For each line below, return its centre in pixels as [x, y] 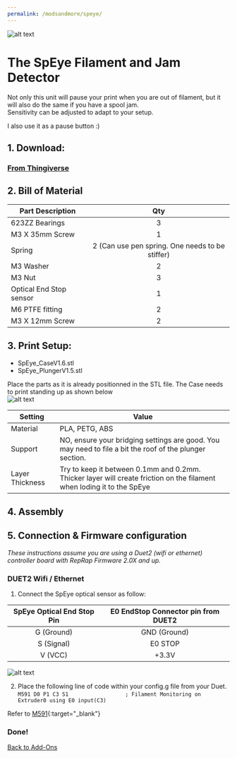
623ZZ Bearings [38, 223]
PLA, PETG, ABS [86, 428]
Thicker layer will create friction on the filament [138, 478]
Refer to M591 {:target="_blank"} [54, 713]
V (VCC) [54, 655]
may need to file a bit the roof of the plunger [133, 449]
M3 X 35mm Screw [43, 234]
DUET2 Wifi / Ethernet [46, 579]
